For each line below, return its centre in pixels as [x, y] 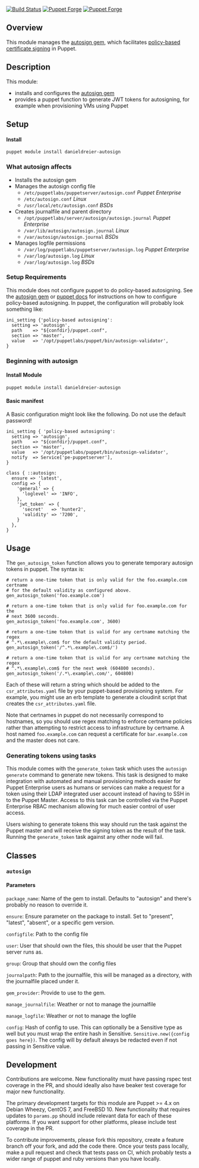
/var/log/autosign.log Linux [59, 255]
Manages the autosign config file [55, 186]
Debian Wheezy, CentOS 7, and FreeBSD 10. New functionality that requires [98, 1109]
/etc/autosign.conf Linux [55, 198]
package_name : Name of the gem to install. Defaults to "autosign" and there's [99, 898]
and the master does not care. [43, 740]
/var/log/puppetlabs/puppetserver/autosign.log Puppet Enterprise [106, 249]
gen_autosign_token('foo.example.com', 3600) [63, 621]
